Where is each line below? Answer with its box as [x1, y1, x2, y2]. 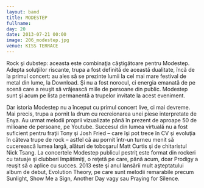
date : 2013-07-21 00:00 [6, 32, 67, 38]
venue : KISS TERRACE [6, 43, 59, 49]
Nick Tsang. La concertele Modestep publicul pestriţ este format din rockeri [6, 148, 196, 156]
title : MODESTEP [6, 15, 47, 21]
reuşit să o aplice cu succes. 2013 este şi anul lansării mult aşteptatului [6, 162, 184, 169]
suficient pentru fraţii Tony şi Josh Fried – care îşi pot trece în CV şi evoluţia [6, 129, 196, 137]
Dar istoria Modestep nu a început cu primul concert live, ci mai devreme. [6, 103, 191, 111]
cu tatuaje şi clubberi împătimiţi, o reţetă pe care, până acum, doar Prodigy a [6, 155, 199, 162]
